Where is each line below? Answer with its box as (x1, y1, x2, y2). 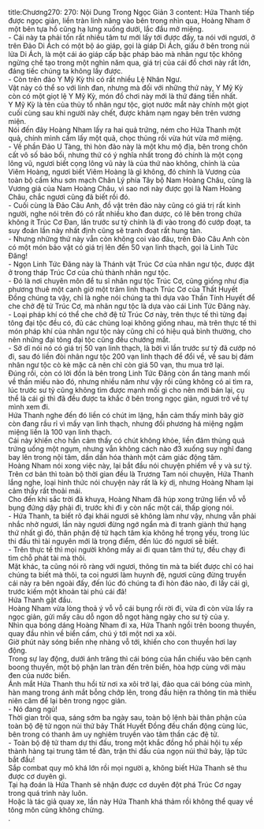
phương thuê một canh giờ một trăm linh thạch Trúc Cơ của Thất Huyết (8, 284, 238, 294)
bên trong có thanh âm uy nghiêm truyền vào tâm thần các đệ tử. (8, 729, 219, 739)
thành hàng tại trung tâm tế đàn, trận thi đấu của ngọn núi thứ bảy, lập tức (8, 747, 248, 756)
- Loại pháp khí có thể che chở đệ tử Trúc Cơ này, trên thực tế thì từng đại (8, 310, 247, 319)
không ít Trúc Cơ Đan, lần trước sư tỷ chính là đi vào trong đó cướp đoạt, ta (8, 217, 251, 227)
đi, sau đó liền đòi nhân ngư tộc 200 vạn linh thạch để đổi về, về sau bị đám (8, 352, 254, 361)
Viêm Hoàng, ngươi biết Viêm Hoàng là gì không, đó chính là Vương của (8, 167, 241, 176)
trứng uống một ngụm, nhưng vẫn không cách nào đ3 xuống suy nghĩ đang (8, 444, 252, 454)
